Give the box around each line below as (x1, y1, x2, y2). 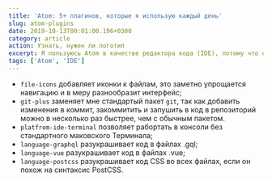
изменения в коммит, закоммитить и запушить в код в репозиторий (19, 104, 257, 114)
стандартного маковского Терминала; (19, 130, 154, 140)
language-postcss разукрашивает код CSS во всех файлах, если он (19, 156, 251, 166)
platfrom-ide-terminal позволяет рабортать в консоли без (19, 122, 223, 132)
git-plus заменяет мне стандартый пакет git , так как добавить (19, 96, 240, 106)
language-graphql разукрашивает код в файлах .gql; (19, 139, 198, 149)
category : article (8, 34, 70, 43)
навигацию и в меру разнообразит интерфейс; (19, 87, 182, 97)
